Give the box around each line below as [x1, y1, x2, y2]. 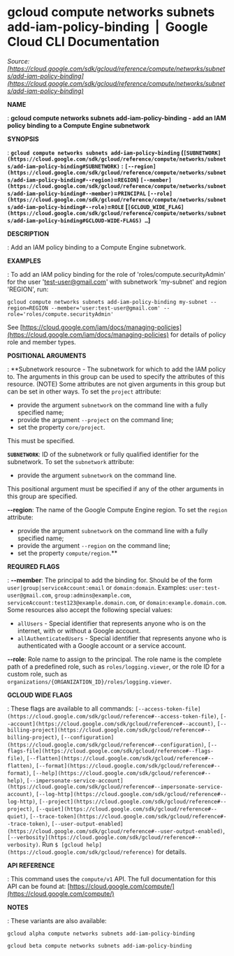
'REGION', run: [7, 284, 49, 294]
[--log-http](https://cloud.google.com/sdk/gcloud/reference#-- [36, 790, 227, 797]
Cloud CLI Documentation [7, 34, 160, 50]
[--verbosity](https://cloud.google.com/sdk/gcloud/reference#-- [7, 834, 201, 841]
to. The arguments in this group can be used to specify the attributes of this [7, 372, 225, 381]
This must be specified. [7, 436, 75, 444]
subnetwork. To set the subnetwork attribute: [7, 457, 135, 465]
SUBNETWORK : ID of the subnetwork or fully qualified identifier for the [7, 450, 199, 458]
